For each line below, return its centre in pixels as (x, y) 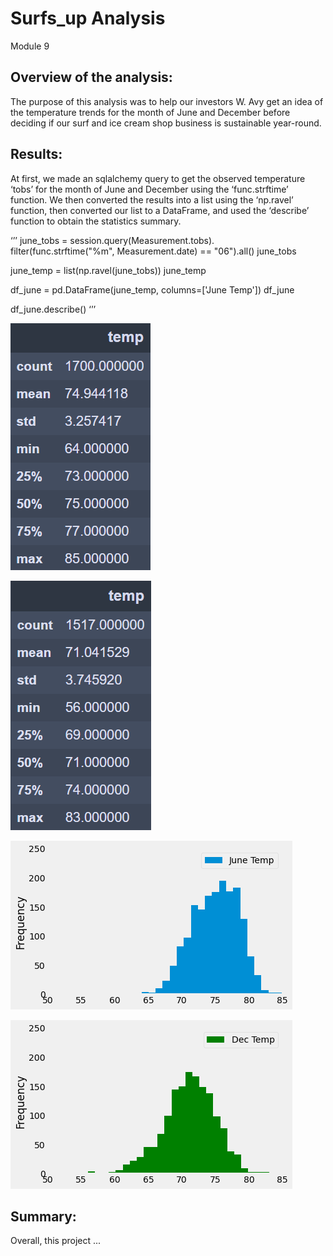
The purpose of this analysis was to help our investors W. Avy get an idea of (167, 101)
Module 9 (30, 46)
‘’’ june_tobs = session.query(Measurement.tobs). (112, 240)
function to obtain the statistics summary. (96, 221)
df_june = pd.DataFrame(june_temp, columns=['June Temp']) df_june (152, 289)
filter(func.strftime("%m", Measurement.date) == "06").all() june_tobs (153, 251)
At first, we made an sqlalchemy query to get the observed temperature (158, 178)
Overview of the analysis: (91, 77)
